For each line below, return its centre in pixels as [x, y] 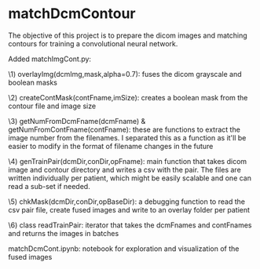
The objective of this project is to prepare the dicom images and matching [128, 35]
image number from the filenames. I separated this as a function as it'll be [127, 137]
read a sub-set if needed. [49, 186]
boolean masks [33, 82]
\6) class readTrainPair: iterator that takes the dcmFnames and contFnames [130, 225]
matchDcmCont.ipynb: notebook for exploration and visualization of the [124, 249]
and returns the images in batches [64, 233]
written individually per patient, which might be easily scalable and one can [130, 178]
